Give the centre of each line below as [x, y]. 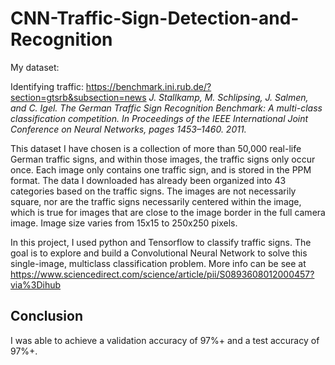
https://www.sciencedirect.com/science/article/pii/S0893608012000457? [162, 274]
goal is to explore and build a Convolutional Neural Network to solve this [159, 253]
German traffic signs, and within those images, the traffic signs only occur [163, 159]
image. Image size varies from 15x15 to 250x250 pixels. [124, 223]
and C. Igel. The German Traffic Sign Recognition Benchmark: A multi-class [166, 108]
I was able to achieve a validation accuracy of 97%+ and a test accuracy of [165, 340]
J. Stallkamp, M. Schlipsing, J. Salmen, [228, 97]
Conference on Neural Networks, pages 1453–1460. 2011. [128, 129]
